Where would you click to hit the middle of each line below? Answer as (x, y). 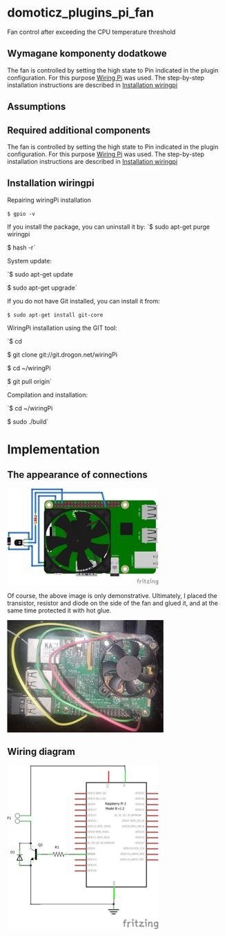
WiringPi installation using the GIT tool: (62, 328)
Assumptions (37, 107)
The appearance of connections (78, 475)
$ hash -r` (21, 247)
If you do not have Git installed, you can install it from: (84, 301)
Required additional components (79, 130)
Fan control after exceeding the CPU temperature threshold (91, 32)
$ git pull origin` (29, 381)
